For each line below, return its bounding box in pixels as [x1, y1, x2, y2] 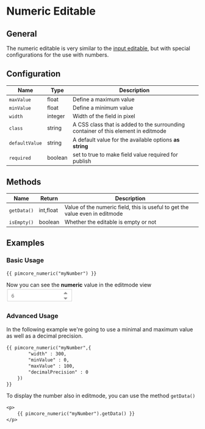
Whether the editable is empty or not [64, 218, 157, 226]
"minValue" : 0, [28, 356, 70, 363]
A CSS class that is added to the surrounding [73, 121, 185, 129]
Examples [6, 238, 45, 248]
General [6, 29, 38, 39]
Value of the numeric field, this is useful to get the [64, 203, 189, 211]
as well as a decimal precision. [6, 332, 84, 339]
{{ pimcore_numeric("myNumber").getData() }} [17, 410, 135, 417]
